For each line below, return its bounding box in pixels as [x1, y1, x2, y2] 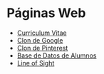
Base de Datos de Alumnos [16, 51, 97, 60]
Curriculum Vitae [16, 28, 67, 37]
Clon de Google [16, 36, 63, 44]
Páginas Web [6, 5, 86, 21]
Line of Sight [16, 58, 55, 67]
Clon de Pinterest [16, 43, 68, 52]
